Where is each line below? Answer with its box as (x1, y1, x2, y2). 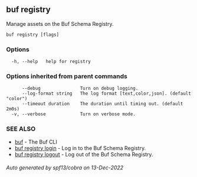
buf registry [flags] (6, 32, 60, 38)
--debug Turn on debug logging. (21, 85, 139, 92)
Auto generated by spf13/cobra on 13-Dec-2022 (6, 164, 124, 171)
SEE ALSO (6, 125, 36, 133)
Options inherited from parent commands (6, 72, 128, 81)
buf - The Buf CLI (14, 138, 58, 145)
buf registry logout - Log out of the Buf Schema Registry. (14, 151, 153, 158)
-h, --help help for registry (11, 59, 91, 65)
